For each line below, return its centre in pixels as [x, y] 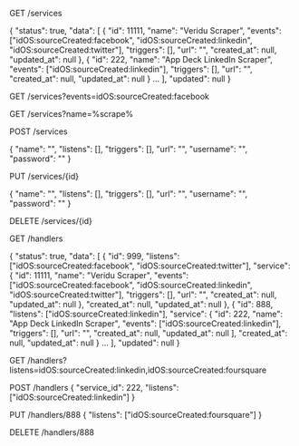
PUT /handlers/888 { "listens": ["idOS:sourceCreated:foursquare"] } [136, 415]
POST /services [39, 131]
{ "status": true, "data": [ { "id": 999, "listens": [95, 256]
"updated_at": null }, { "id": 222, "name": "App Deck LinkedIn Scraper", [141, 59]
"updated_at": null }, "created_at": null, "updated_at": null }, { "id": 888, [141, 304]
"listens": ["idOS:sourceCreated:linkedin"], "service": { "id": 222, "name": [146, 314]
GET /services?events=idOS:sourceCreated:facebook [110, 96]
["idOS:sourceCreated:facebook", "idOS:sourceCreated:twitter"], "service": [150, 266]
